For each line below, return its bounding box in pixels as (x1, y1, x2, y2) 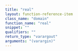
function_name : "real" (5, 20, 51, 26)
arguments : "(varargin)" (5, 39, 56, 44)
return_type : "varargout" (5, 34, 58, 39)
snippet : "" (5, 25, 29, 30)
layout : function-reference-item (5, 12, 73, 17)
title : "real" (5, 7, 34, 12)
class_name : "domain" (5, 16, 49, 21)
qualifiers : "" (5, 30, 36, 34)
